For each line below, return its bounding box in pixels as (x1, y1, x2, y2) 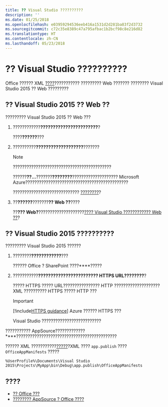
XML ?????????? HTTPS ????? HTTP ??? (12, 288, 97, 294)
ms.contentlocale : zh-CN (5, 36, 58, 42)
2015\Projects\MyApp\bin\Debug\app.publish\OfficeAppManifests (5, 363, 143, 369)
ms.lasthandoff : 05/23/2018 (5, 41, 65, 46)
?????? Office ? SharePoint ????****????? (12, 263, 102, 269)
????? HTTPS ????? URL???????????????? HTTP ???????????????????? (12, 283, 160, 289)
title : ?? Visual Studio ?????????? (5, 7, 83, 13)
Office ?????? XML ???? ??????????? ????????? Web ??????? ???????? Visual (5, 80, 163, 86)
